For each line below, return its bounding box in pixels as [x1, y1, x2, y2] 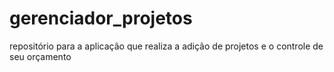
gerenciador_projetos [9, 7, 193, 30]
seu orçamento [9, 50, 72, 62]
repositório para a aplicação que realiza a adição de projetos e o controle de [9, 40, 324, 52]
